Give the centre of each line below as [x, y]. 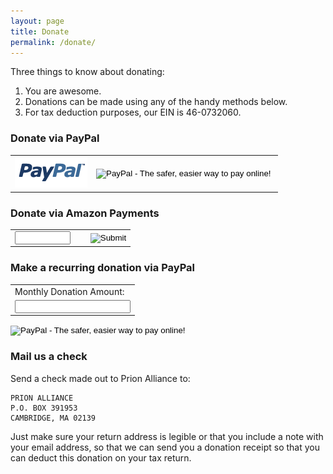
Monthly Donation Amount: [69, 291]
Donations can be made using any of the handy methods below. [156, 102]
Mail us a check [49, 357]
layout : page [37, 21]
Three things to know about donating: [87, 72]
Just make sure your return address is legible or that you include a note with [167, 436]
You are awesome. [63, 91]
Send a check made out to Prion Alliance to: [100, 378]
